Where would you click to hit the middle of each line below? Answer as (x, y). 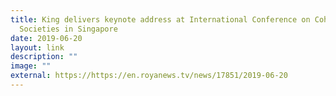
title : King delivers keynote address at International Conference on (160, 19)
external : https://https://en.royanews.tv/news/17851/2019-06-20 (149, 76)
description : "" (44, 57)
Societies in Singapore (68, 29)
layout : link (37, 47)
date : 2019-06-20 (46, 38)
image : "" (31, 66)
